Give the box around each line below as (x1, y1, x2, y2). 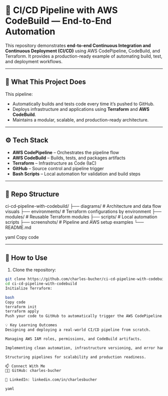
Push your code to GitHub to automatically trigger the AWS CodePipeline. (5, 314, 164, 319)
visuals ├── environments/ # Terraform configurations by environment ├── (5, 208, 161, 215)
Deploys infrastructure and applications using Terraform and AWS (12, 106, 150, 112)
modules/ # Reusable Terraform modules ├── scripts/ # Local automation (5, 214, 157, 220)
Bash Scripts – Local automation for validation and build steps (12, 171, 141, 177)
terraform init (5, 304, 37, 309)
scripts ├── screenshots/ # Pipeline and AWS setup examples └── (5, 219, 144, 225)
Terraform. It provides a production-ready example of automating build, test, (5, 53, 162, 59)
